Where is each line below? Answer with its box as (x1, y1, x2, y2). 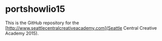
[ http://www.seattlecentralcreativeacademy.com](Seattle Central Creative (5, 25, 157, 31)
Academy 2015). (5, 30, 39, 36)
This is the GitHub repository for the (5, 20, 79, 26)
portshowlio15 (5, 3, 65, 15)
